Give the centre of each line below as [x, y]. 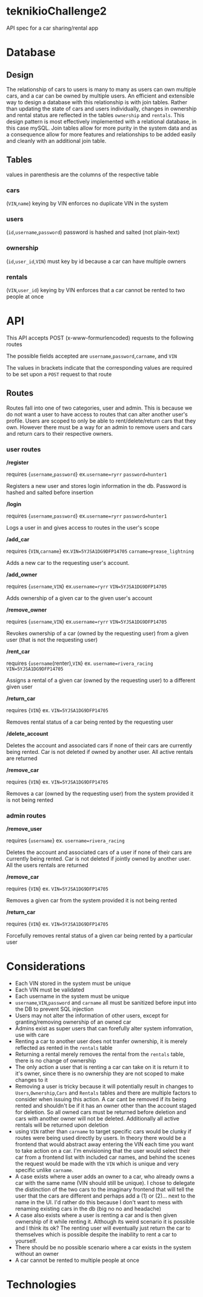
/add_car [18, 539]
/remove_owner [27, 610]
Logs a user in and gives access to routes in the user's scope [83, 527]
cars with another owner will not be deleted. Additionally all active [97, 1119]
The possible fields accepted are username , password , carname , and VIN [92, 356]
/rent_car [18, 651]
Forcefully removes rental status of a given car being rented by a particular [100, 936]
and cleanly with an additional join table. [56, 141]
